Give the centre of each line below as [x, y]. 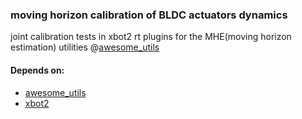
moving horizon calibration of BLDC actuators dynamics [149, 15]
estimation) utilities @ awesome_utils [85, 47]
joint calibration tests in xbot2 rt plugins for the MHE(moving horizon [151, 37]
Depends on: [37, 70]
